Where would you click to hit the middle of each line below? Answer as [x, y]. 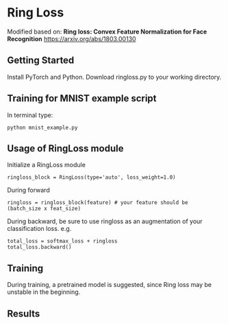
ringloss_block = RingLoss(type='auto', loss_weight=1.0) [91, 177]
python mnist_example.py [42, 127]
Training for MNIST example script [82, 98]
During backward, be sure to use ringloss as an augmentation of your [105, 221]
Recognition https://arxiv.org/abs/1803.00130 [72, 38]
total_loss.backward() [39, 247]
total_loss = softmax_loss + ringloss [62, 241]
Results [24, 313]
